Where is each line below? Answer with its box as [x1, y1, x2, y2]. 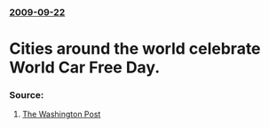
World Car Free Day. [9, 57, 161, 78]
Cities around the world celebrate [9, 39, 261, 59]
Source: [9, 89, 44, 102]
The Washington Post [21, 109, 101, 120]
